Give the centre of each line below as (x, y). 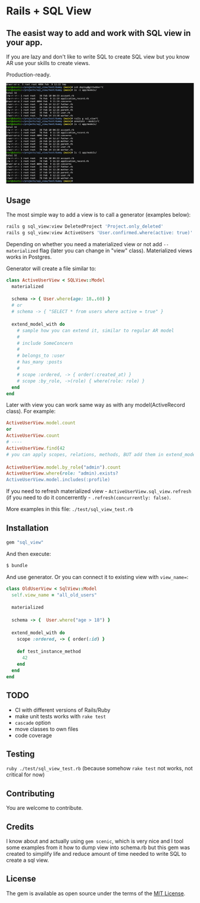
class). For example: (31, 411)
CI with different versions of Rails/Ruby (62, 710)
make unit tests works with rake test (60, 716)
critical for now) (26, 775)
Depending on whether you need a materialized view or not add (84, 244)
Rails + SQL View (49, 11)
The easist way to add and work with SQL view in (99, 33)
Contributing (30, 793)
